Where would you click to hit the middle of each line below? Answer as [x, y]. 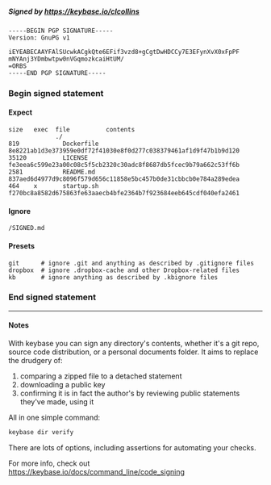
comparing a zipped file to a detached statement [101, 376]
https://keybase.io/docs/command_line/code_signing [97, 471]
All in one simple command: [54, 417]
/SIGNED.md [27, 228]
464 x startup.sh [54, 186]
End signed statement [52, 297]
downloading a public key [63, 385]
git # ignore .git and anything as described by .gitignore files [131, 263]
